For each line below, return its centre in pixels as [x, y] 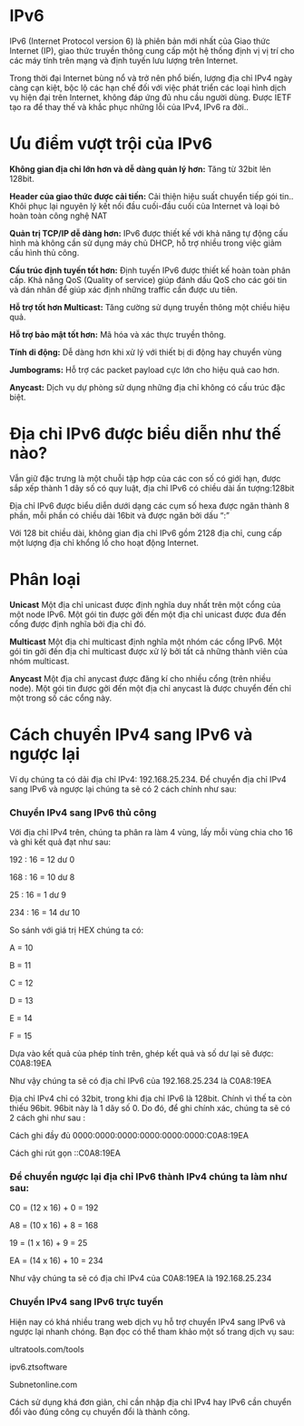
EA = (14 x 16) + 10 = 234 [57, 1260]
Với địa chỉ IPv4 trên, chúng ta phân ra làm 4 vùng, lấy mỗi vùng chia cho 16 [151, 832]
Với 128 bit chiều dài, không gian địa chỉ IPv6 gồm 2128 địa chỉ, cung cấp [146, 532]
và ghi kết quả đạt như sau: [60, 842]
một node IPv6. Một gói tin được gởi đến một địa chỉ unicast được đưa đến [148, 614]
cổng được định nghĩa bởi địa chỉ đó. [78, 623]
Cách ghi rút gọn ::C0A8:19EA [65, 1153]
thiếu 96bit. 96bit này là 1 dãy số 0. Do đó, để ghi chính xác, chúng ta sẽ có [150, 1107]
